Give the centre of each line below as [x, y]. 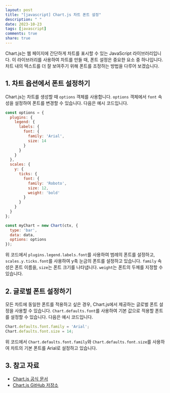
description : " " [24, 19]
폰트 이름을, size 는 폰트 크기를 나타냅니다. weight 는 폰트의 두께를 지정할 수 [89, 267]
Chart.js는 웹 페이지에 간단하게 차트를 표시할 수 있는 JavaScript [69, 53]
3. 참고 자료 [22, 366]
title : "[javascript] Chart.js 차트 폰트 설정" [53, 15]
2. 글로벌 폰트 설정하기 [39, 291]
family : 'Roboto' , [47, 183]
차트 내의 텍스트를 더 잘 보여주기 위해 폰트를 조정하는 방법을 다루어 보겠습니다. [82, 66]
